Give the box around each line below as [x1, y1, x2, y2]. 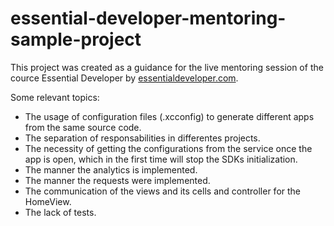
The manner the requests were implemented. [24, 174, 211, 186]
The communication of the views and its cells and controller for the [24, 185, 302, 197]
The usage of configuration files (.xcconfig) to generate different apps [24, 110, 315, 122]
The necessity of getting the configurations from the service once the [24, 142, 313, 154]
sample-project [10, 28, 142, 51]
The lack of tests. [24, 206, 97, 218]
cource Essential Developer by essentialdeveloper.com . [10, 72, 239, 84]
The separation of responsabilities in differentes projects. [24, 132, 261, 144]
